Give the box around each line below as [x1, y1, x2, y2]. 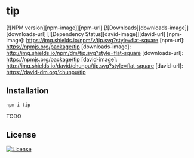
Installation [6, 86, 49, 96]
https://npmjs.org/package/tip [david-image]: [6, 56, 118, 63]
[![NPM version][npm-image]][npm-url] [6, 24, 103, 31]
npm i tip [6, 102, 31, 108]
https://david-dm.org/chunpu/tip [6, 68, 86, 75]
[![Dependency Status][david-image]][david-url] [47, 30, 166, 37]
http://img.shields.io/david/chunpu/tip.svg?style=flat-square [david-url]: [6, 62, 183, 69]
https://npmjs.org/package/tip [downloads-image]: [6, 43, 131, 50]
